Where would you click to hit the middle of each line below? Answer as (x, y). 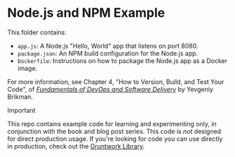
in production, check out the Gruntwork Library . (76, 146)
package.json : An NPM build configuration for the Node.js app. (108, 53)
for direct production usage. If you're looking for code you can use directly (115, 139)
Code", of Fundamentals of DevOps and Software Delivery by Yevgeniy (110, 89)
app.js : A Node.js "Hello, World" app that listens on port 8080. (108, 46)
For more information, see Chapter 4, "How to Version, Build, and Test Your (116, 81)
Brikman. (20, 97)
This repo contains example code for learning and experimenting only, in (112, 123)
